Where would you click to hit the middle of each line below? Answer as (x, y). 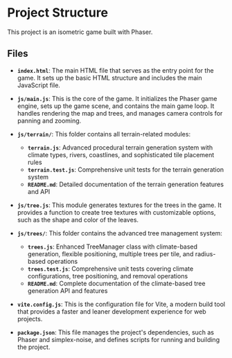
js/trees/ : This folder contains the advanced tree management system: (120, 233)
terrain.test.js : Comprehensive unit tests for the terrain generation (126, 169)
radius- (205, 253)
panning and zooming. (49, 120)
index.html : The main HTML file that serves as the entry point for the (115, 70)
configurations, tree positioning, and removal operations (108, 276)
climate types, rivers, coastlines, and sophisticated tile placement (121, 154)
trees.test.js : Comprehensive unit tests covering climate (110, 269)
